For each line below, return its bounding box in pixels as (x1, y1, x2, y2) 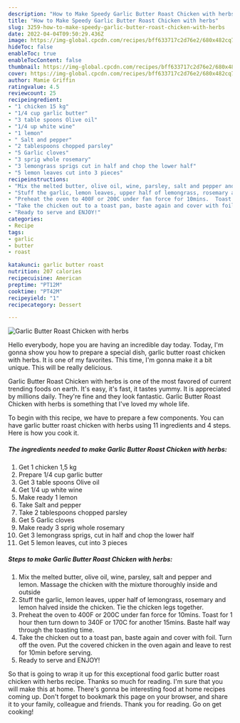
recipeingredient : (8, 97, 63, 104)
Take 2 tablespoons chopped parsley (18, 508, 127, 517)
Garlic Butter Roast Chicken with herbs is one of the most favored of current (8, 377, 231, 386)
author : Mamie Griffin (8, 76, 75, 84)
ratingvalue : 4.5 (8, 83, 60, 90)
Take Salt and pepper (18, 501, 82, 510)
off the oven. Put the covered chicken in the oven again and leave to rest (18, 641, 231, 650)
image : (8, 37, 28, 44)
